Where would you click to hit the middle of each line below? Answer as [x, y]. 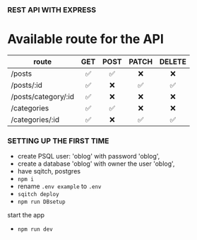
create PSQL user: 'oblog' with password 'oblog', [89, 156]
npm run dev [35, 229]
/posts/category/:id [43, 96]
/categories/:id [35, 120]
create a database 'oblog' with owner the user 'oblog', [96, 164]
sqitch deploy [38, 195]
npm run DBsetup [41, 202]
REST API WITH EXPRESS [52, 10]
